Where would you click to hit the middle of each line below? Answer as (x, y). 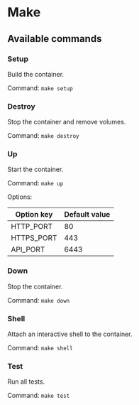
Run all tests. (26, 382)
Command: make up (35, 183)
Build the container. (36, 74)
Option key (34, 215)
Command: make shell (40, 348)
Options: (20, 197)
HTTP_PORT (32, 227)
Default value (87, 215)
